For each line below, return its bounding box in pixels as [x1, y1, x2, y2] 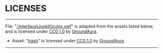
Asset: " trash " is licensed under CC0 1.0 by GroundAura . [12, 38, 125, 43]
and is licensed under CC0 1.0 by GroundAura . [5, 28, 98, 34]
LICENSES [5, 3, 47, 14]
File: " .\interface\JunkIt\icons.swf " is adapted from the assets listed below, [5, 23, 154, 29]
